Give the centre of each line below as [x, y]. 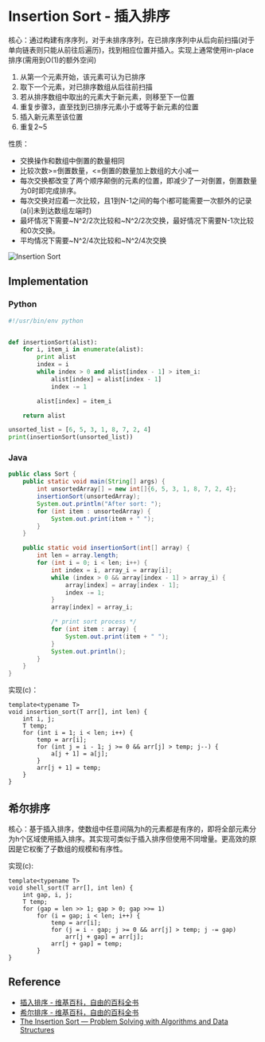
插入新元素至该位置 [51, 116]
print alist [57, 357]
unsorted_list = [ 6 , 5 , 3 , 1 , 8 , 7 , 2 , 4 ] [80, 430]
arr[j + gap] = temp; [87, 943]
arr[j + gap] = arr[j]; [105, 937]
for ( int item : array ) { [94, 630]
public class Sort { [43, 474]
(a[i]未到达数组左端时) [56, 210]
